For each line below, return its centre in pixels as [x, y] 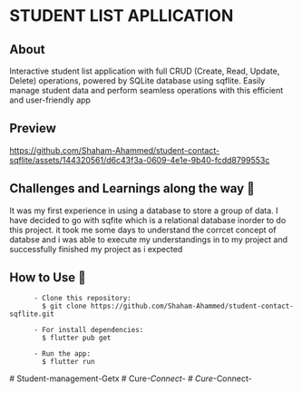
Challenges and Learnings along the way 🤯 [132, 188]
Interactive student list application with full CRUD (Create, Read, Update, [145, 71]
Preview [33, 128]
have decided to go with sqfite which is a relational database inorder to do [148, 220]
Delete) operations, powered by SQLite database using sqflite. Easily [137, 81]
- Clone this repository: [82, 299]
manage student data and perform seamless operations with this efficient [146, 90]
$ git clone [65, 306]
